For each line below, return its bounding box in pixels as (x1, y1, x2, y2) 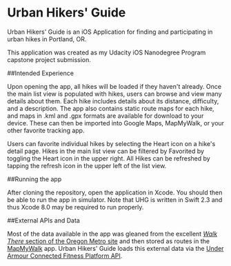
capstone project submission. (7, 55, 92, 63)
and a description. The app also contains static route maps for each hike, (7, 104, 215, 112)
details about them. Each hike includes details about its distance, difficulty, (7, 96, 219, 105)
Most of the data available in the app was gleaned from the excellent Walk (7, 229, 218, 238)
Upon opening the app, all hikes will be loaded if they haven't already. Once (7, 82, 222, 90)
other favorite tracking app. (7, 126, 85, 134)
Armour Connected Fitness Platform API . (7, 252, 123, 260)
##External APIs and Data (7, 216, 81, 225)
